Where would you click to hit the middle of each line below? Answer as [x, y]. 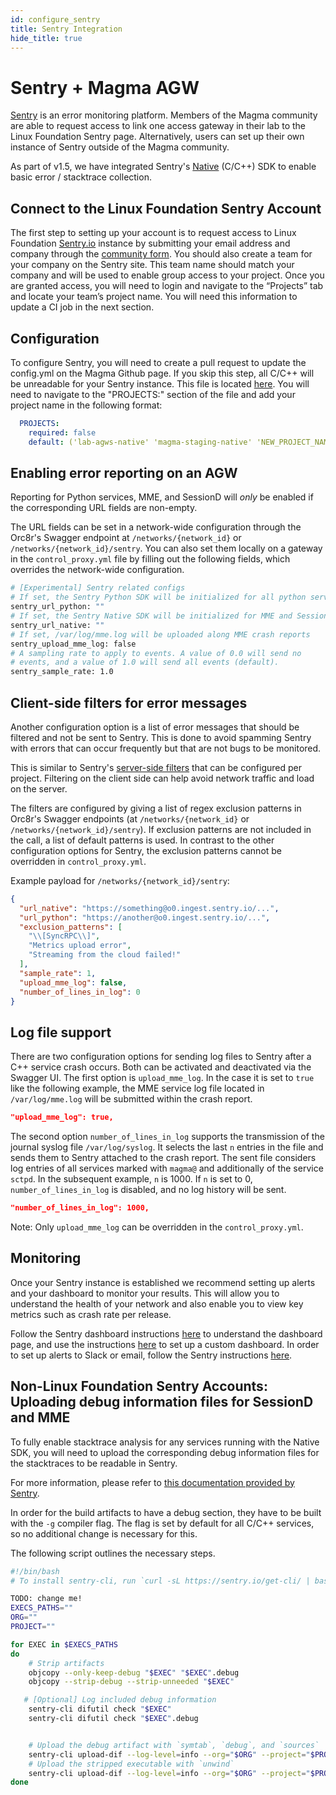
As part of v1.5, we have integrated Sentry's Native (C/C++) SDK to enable [163, 167]
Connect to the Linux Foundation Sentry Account [166, 208]
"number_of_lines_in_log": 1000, [80, 1208]
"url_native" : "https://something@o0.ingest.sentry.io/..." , [149, 908]
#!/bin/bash [35, 1571]
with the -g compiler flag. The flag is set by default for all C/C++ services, [162, 1523]
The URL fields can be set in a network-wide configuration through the [156, 527]
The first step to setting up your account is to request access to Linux [153, 233]
